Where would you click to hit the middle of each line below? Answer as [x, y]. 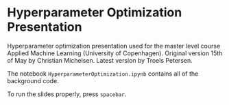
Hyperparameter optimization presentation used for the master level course [114, 46]
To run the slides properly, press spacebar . [67, 94]
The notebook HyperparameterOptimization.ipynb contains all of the [103, 74]
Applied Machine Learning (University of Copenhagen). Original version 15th [115, 53]
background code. [33, 80]
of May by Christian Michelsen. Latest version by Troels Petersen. [100, 60]
